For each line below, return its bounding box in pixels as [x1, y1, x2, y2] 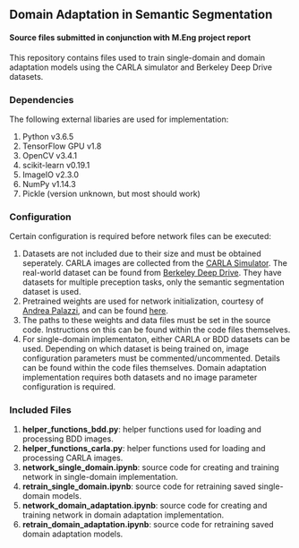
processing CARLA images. [21, 452, 124, 464]
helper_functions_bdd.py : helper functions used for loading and [21, 424, 262, 435]
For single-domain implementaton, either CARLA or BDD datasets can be [21, 334, 291, 345]
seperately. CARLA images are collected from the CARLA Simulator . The [21, 258, 288, 269]
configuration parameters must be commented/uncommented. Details [21, 353, 280, 364]
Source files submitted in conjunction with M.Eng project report [9, 31, 252, 43]
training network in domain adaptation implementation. [21, 509, 225, 520]
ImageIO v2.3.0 [21, 169, 79, 180]
